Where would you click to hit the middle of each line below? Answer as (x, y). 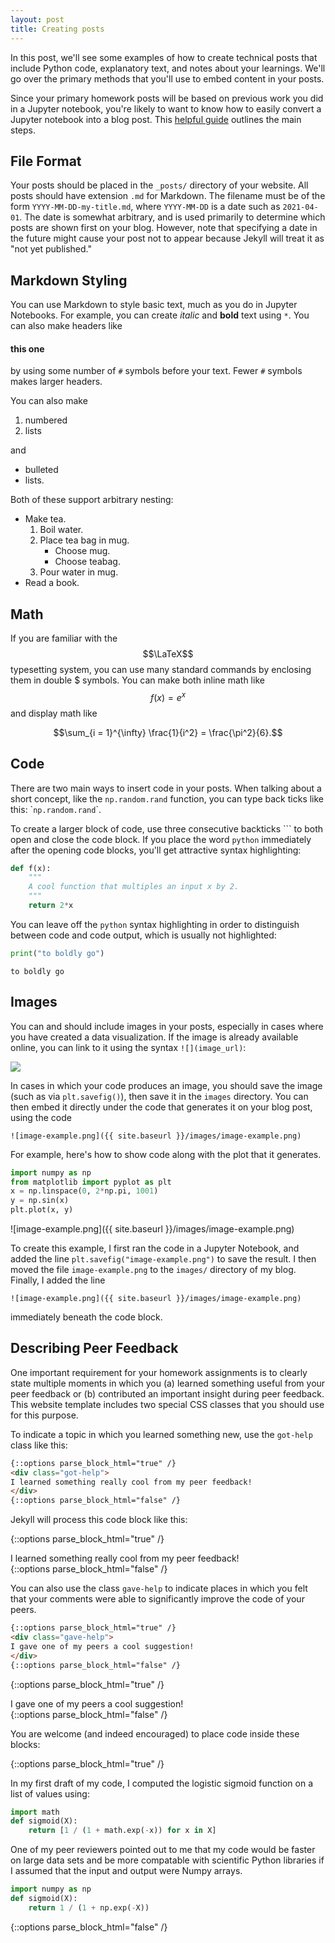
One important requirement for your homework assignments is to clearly (159, 1372)
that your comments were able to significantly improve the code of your (157, 1599)
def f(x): (31, 868)
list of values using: (50, 1793)
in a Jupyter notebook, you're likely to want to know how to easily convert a (166, 108)
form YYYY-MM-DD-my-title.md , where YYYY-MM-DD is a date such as (145, 207)
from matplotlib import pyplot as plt (91, 1182)
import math (35, 1812)
